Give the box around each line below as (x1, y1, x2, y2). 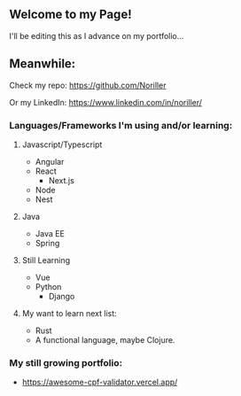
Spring (35, 237, 60, 248)
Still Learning (21, 254, 71, 265)
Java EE (35, 228, 65, 238)
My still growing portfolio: (9, 356, 122, 369)
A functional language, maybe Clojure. (35, 334, 175, 345)
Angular (35, 156, 65, 167)
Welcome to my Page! (9, 7, 132, 22)
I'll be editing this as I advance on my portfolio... (9, 30, 184, 41)
